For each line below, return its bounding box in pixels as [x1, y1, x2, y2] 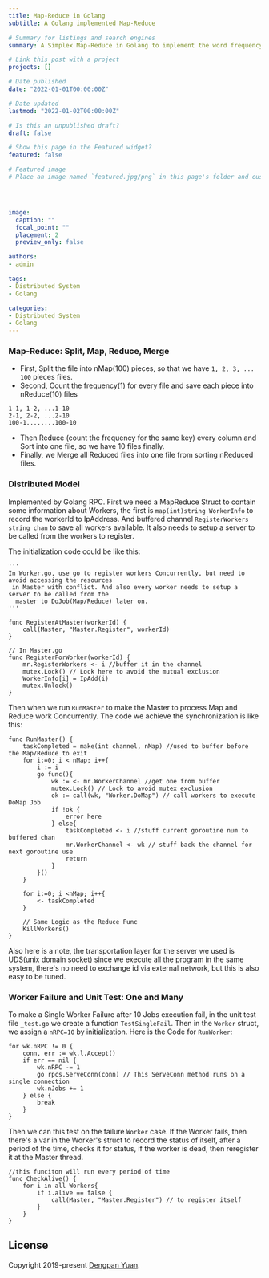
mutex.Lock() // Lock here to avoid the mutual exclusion [22, 667, 220, 675]
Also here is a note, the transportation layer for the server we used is [8, 946, 235, 955]
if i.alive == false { [37, 1189, 113, 1197]
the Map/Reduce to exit [8, 749, 88, 757]
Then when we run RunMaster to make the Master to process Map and [8, 702, 238, 712]
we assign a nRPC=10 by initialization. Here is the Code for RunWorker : [8, 1027, 233, 1036]
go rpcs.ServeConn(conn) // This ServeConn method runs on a [37, 1071, 246, 1079]
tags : [8, 275, 26, 283]
